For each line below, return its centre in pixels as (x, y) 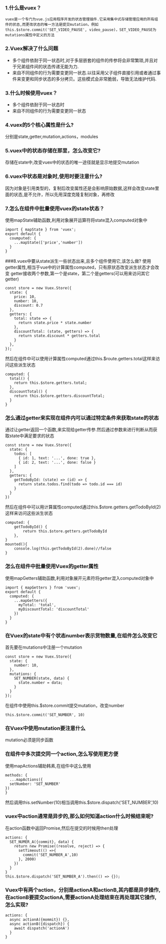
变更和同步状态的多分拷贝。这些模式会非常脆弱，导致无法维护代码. (89, 79)
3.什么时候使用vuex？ (31, 93)
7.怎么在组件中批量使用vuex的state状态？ (55, 208)
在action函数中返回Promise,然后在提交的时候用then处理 (62, 828)
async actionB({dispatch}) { (40, 924)
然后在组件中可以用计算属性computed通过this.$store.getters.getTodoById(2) (83, 507)
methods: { (16, 775)
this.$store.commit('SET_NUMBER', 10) (45, 715)
